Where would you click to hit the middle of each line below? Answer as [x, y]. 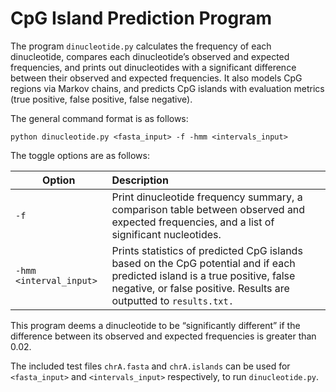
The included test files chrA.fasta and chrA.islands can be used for [150, 366]
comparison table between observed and [208, 209]
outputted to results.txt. [172, 300]
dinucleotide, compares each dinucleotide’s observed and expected [150, 56]
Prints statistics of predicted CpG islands [207, 250]
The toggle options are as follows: [80, 155]
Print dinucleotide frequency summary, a [207, 197]
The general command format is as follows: [99, 118]
